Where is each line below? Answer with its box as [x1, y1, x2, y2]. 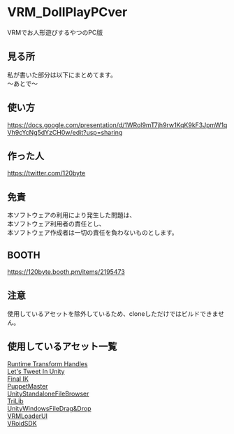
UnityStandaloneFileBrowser [7, 389, 89, 398]
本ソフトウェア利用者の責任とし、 [7, 219, 105, 228]
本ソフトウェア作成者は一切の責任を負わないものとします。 [7, 229, 178, 237]
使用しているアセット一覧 [7, 340, 117, 353]
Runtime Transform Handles [7, 359, 88, 368]
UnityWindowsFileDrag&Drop [7, 404, 92, 412]
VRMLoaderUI [7, 412, 47, 420]
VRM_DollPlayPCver [7, 4, 128, 20]
